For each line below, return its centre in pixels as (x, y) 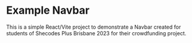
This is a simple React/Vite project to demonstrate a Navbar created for (94, 27)
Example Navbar (48, 10)
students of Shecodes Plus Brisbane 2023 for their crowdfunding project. (96, 33)
